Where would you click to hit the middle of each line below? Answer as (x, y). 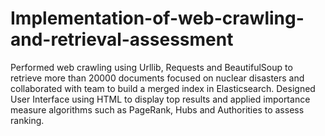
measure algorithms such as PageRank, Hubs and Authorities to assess (157, 109)
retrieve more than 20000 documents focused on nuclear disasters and (157, 78)
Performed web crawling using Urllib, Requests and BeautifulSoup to (151, 67)
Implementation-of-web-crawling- (157, 18)
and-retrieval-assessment (122, 39)
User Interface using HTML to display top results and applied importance (160, 99)
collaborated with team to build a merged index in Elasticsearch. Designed (163, 88)
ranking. (27, 120)
